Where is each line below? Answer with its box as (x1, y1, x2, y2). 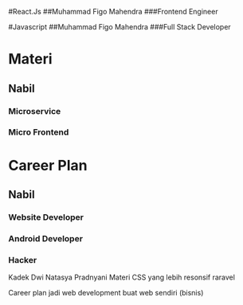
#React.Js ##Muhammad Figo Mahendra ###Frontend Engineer (8, 7, 218, 16)
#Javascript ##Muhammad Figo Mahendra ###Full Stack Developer (8, 22, 231, 31)
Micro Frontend (8, 127, 69, 138)
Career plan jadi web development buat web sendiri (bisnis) (8, 288, 204, 298)
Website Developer (8, 211, 84, 222)
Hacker (8, 254, 37, 265)
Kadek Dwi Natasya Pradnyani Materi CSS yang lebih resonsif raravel (8, 272, 235, 282)
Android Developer (8, 233, 84, 244)
